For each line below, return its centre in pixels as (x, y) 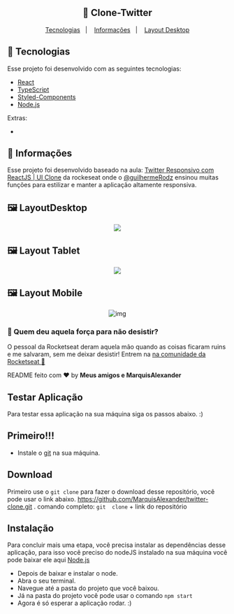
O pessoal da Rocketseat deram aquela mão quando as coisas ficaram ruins (117, 347)
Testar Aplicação (45, 397)
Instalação (31, 528)
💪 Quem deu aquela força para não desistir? (83, 331)
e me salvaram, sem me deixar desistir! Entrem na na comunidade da (107, 354)
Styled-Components (46, 97)
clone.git (20, 506)
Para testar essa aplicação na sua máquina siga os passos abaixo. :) (105, 414)
